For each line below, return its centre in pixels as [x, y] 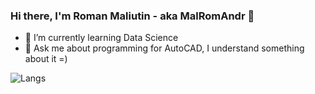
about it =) [46, 59]
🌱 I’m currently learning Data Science [101, 38]
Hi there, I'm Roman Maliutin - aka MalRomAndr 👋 [132, 16]
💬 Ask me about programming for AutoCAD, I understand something [164, 48]
